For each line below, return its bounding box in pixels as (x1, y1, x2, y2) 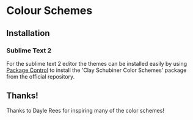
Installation (6, 28, 50, 38)
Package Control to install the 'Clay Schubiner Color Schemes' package (6, 66, 187, 74)
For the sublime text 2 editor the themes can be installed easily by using (6, 60, 188, 67)
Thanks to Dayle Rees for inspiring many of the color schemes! (6, 107, 165, 114)
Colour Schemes (6, 4, 93, 18)
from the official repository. (6, 72, 75, 80)
